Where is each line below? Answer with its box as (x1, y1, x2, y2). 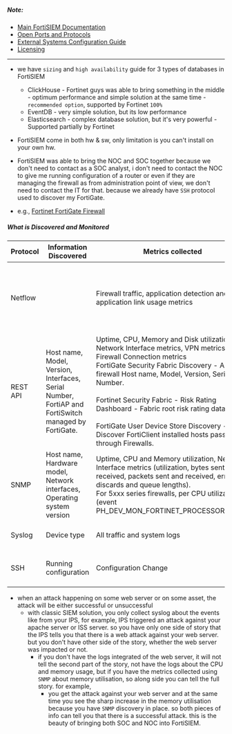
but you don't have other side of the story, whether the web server (27, 638, 217, 646)
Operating (46, 492, 79, 502)
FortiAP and (46, 399, 84, 409)
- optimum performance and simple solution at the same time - (27, 93, 206, 101)
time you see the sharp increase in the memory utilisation (48, 697, 212, 705)
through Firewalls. (95, 438, 154, 448)
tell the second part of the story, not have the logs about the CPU (37, 660, 224, 668)
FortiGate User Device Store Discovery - (95, 421, 228, 431)
